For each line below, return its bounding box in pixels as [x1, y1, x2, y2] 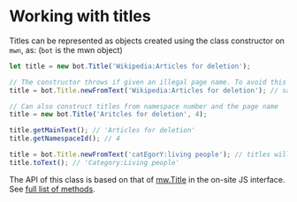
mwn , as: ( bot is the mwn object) [9, 44, 124, 55]
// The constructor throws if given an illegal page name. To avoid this [9, 78, 287, 86]
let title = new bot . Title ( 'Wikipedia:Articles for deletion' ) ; [9, 62, 251, 71]
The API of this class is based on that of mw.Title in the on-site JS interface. [9, 174, 286, 184]
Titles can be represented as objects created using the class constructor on [9, 35, 286, 46]
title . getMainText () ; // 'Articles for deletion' [9, 126, 196, 135]
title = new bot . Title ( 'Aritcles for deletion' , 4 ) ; [9, 110, 208, 119]
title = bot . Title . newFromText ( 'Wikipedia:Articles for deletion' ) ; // [9, 86, 278, 94]
